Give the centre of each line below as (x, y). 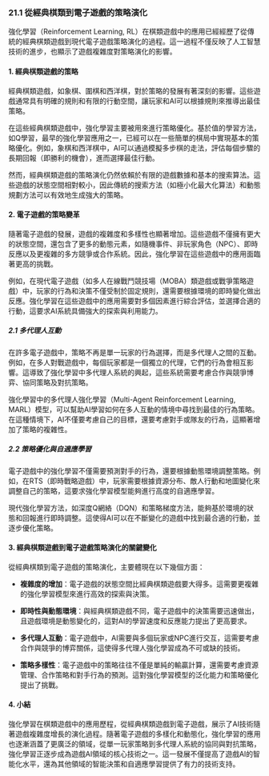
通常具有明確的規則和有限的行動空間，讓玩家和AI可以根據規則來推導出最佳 (138, 101)
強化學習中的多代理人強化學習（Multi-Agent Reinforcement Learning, (122, 399)
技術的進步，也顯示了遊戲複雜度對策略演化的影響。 (92, 52)
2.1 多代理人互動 (35, 330)
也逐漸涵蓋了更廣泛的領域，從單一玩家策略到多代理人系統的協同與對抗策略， (134, 744)
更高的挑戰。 (36, 264)
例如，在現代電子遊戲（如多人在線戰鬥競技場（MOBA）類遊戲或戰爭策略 (128, 281)
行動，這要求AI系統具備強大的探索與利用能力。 (85, 310)
